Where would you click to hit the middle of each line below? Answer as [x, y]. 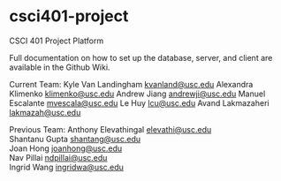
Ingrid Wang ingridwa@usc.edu [66, 167]
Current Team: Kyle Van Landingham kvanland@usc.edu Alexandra [131, 84]
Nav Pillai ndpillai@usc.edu [58, 157]
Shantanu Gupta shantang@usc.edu [75, 139]
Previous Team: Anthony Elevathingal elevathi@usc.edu [110, 129]
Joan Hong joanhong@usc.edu [66, 148]
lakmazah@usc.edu [45, 112]
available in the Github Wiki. [60, 67]
